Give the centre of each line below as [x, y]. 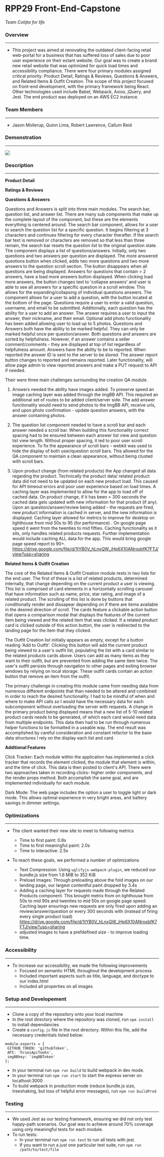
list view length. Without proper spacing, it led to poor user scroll [77, 441]
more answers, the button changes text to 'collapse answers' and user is [78, 282]
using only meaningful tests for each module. [58, 1130]
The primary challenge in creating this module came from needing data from [82, 686]
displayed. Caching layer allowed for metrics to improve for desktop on [83, 518]
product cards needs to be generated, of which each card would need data [81, 717]
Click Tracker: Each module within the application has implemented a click [80, 757]
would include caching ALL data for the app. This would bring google [82, 539]
